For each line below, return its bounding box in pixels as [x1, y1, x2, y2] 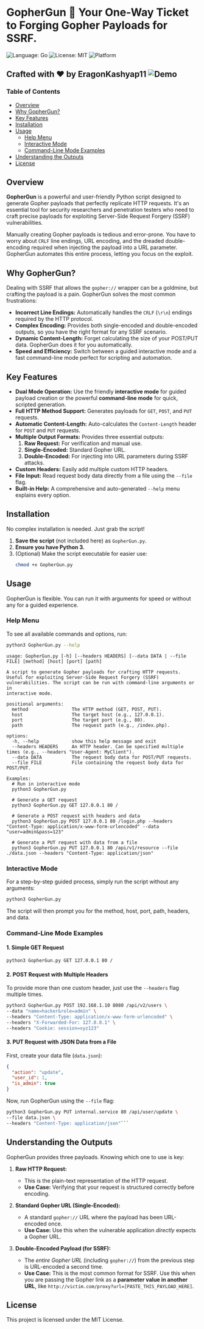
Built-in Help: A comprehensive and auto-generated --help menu [15, 485, 180, 493]
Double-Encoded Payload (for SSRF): [15, 1244, 111, 1252]
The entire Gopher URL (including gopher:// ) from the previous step [24, 1257, 195, 1264]
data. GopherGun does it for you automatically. [15, 341, 133, 349]
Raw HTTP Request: [15, 1165, 67, 1173]
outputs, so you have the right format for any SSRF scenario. [15, 328, 167, 335]
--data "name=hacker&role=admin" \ [6, 1008, 97, 1014]
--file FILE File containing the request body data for [12, 759, 184, 766]
